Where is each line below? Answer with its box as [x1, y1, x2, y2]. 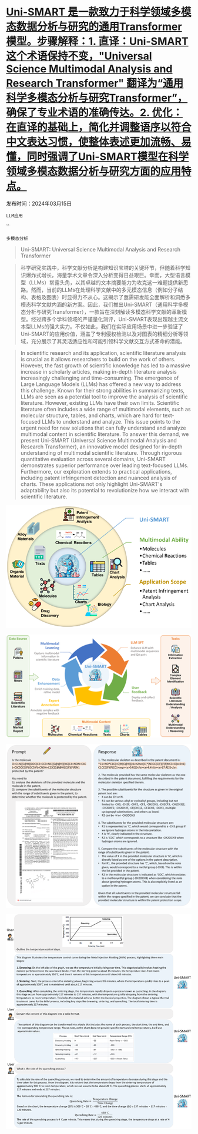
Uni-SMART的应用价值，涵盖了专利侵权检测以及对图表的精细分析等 [20, 330, 183, 337]
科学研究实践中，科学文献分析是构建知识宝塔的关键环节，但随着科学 [20, 264, 186, 271]
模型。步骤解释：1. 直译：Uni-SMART [6, 35, 189, 48]
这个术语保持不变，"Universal [6, 49, 152, 63]
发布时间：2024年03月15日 [6, 200, 72, 207]
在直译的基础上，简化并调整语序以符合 [6, 121, 192, 134]
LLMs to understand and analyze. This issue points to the [42, 418, 180, 425]
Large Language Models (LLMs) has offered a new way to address [20, 380, 182, 388]
